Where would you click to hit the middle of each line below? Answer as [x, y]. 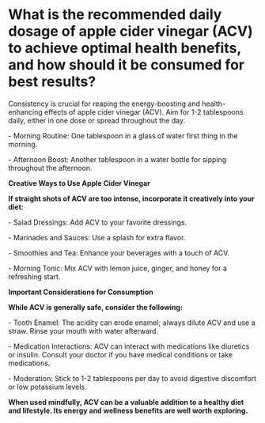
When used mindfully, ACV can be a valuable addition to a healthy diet [126, 402]
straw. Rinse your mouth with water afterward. [83, 330]
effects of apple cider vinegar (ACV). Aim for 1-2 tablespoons [144, 111]
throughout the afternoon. [50, 168]
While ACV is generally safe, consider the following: [96, 307]
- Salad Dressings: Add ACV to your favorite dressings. [98, 222]
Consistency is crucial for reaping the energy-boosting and [104, 104]
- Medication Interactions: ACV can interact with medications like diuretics [129, 346]
